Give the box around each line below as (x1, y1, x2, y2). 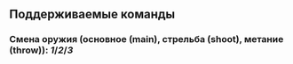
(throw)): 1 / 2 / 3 (9, 44, 74, 56)
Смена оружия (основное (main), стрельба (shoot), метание (9, 33, 284, 46)
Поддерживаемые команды (9, 7, 176, 22)
